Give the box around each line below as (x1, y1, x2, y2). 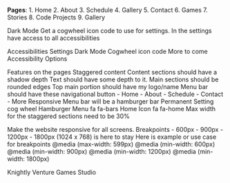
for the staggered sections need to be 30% (7, 112, 130, 120)
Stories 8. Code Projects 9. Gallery (7, 13, 106, 21)
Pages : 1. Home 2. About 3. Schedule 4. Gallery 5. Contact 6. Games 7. (7, 6, 209, 14)
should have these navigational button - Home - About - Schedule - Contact (7, 90, 224, 98)
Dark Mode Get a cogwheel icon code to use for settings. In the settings (7, 27, 212, 35)
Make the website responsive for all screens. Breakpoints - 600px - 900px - (7, 126, 223, 133)
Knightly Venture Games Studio (7, 168, 97, 176)
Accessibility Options (7, 55, 68, 63)
